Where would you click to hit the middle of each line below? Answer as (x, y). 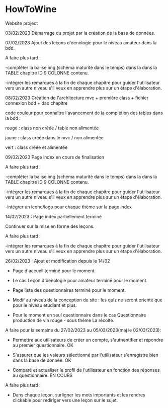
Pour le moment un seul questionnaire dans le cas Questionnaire (79, 315)
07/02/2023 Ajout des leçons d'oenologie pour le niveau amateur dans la (81, 43)
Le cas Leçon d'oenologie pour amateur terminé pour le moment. (80, 280)
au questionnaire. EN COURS (43, 375)
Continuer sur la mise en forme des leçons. (50, 226)
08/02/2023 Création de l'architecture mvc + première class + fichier (77, 98)
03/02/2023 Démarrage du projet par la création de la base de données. (80, 33)
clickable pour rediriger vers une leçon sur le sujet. (65, 400)
